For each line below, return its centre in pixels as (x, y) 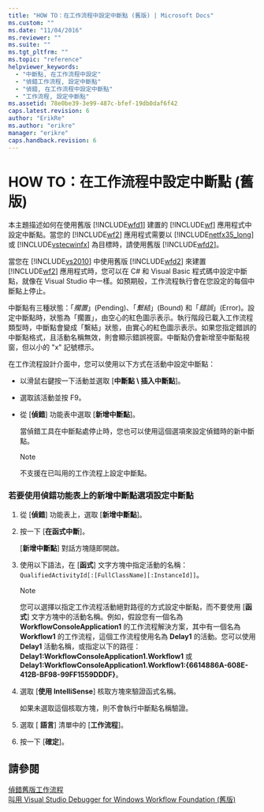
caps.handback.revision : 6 (52, 140)
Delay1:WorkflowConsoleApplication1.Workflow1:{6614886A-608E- (134, 665)
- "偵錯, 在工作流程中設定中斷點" (64, 89)
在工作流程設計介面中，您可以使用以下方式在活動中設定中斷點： (112, 364)
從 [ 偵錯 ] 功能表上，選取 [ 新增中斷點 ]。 (83, 514)
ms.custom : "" (32, 23)
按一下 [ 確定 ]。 (44, 741)
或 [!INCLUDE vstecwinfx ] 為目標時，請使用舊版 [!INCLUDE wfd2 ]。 (115, 245)
